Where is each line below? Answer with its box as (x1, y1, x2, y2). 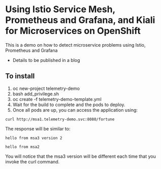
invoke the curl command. (5, 158, 60, 164)
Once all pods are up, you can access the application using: (12, 107, 138, 113)
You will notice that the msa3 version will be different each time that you (5, 153, 156, 159)
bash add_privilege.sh (12, 90, 59, 97)
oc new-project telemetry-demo (12, 85, 80, 91)
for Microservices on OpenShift (5, 25, 141, 37)
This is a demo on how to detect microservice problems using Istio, (5, 42, 146, 48)
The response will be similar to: (5, 125, 71, 131)
